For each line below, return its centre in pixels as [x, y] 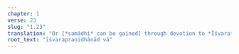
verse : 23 [22, 20]
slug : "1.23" [27, 27]
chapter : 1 [23, 14]
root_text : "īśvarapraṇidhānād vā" [60, 40]
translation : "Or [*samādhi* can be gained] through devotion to [106, 33]
